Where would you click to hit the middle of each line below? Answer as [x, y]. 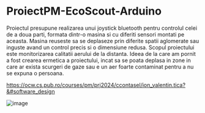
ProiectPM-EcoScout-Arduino [84, 11]
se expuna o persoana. [35, 73]
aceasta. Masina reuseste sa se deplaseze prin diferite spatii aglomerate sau [103, 41]
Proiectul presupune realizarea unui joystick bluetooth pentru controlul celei [102, 28]
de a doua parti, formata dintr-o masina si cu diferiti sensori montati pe [95, 34]
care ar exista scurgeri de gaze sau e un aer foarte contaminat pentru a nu [100, 67]
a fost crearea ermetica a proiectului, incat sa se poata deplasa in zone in [99, 60]
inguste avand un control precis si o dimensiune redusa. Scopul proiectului [100, 47]
